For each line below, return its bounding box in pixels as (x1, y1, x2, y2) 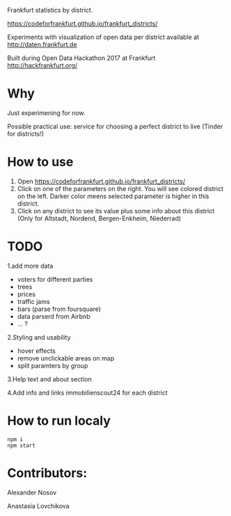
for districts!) (7, 129, 45, 138)
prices (17, 289, 36, 298)
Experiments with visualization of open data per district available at (7, 33, 200, 41)
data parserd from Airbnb (17, 312, 90, 320)
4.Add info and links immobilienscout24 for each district (7, 388, 168, 397)
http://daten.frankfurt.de (7, 40, 78, 48)
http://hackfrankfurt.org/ (7, 61, 78, 69)
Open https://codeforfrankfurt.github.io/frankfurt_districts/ (17, 177, 186, 185)
